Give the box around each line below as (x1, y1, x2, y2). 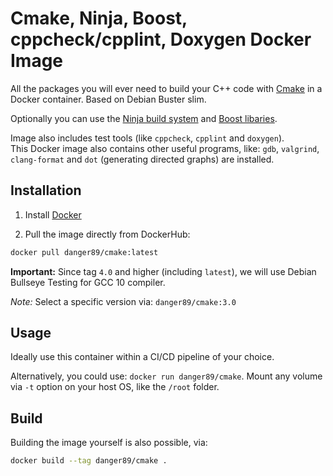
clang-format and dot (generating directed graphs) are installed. (10, 153, 275, 165)
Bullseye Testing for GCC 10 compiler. (10, 276, 166, 288)
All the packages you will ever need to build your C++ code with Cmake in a (10, 82, 323, 94)
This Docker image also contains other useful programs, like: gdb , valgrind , (10, 142, 320, 154)
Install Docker (24, 208, 82, 221)
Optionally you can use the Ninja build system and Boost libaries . (10, 112, 278, 124)
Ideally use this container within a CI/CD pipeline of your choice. (10, 351, 275, 363)
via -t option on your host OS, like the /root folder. (10, 381, 220, 393)
